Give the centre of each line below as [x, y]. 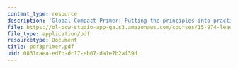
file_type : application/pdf [49, 34]
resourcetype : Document [42, 40]
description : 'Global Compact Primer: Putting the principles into [109, 21]
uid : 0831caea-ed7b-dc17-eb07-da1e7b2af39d [73, 54]
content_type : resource [42, 14]
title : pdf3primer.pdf [41, 47]
